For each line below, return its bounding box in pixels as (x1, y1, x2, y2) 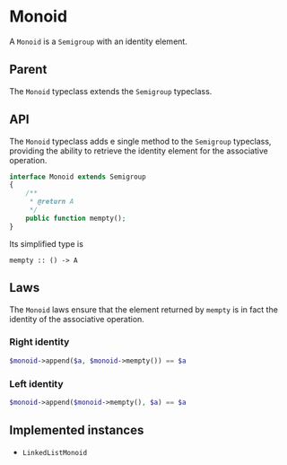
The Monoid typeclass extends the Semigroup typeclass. (9, 85, 213, 96)
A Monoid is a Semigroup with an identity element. (9, 36, 188, 47)
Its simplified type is (9, 238, 83, 249)
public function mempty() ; (25, 214, 126, 223)
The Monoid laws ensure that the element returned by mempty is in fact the (9, 303, 278, 315)
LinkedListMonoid (22, 448, 88, 457)
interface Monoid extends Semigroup (9, 172, 146, 181)
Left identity (9, 377, 65, 390)
